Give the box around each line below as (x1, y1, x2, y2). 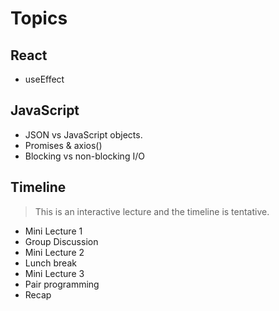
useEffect (24, 73, 65, 85)
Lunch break (24, 257, 77, 269)
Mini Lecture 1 (24, 225, 83, 237)
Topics (10, 7, 68, 30)
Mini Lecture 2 (24, 246, 85, 258)
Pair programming (24, 278, 100, 290)
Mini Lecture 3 (24, 267, 85, 279)
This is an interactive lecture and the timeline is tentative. (34, 205, 270, 217)
